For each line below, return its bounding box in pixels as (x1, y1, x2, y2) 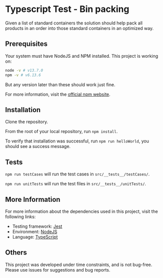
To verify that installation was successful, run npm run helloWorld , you (5, 138, 149, 144)
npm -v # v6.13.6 (5, 72, 41, 78)
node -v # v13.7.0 (5, 68, 43, 73)
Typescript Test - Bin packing (5, 3, 130, 15)
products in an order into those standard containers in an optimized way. (5, 25, 154, 31)
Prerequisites (5, 40, 48, 48)
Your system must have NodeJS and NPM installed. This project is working (5, 53, 159, 59)
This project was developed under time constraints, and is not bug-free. (5, 262, 153, 268)
